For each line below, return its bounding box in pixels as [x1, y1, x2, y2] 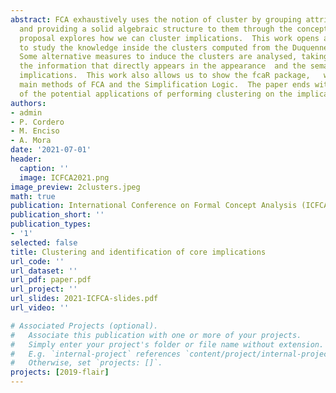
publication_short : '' [10, 210, 105, 220]
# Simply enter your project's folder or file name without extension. [10, 339, 325, 350]
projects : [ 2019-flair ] [10, 367, 110, 378]
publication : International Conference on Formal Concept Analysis [10, 201, 298, 211]
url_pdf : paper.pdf [10, 275, 92, 285]
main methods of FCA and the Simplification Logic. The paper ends [19, 80, 311, 90]
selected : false [10, 237, 78, 248]
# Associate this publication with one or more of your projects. [10, 330, 302, 340]
